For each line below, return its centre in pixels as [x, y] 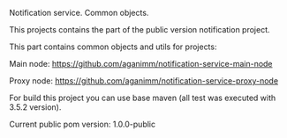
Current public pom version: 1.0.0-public [83, 124]
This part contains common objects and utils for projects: [113, 47]
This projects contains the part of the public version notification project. [140, 29]
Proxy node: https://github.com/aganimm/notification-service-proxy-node [144, 81]
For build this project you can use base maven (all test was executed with [143, 98]
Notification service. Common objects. [79, 13]
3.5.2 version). [35, 107]
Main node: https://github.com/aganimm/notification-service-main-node [141, 64]
